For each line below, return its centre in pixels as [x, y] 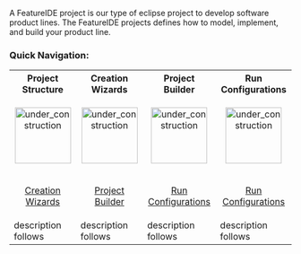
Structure [43, 90]
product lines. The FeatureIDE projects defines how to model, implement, [144, 22]
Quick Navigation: [49, 55]
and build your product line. [60, 32]
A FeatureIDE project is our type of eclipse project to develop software [139, 13]
